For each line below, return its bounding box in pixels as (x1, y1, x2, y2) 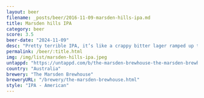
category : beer (6, 26, 45, 32)
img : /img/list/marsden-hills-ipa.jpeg (6, 54, 107, 60)
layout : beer (6, 9, 39, 15)
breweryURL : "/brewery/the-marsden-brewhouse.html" (6, 77, 140, 83)
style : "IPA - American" (6, 83, 69, 89)
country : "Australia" (6, 65, 61, 72)
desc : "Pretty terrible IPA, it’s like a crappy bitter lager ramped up (6, 43, 194, 49)
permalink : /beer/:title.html (6, 49, 83, 55)
